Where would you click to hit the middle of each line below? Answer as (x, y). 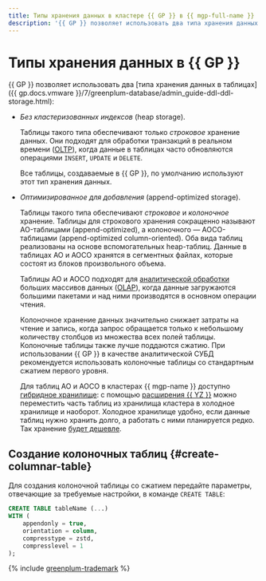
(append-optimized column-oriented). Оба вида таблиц (151, 238)
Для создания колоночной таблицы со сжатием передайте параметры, (130, 486)
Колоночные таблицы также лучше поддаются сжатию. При (122, 346)
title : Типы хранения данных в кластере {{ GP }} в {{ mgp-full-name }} (131, 16)
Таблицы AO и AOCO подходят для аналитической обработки (124, 279)
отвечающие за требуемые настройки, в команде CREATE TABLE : (117, 494)
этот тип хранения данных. (66, 182)
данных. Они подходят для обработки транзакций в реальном (126, 141)
